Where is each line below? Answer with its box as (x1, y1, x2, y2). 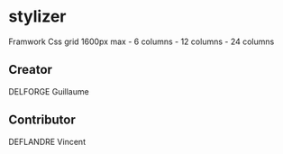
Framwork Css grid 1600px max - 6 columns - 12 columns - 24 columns (8, 36, 275, 47)
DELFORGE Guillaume (8, 86, 89, 96)
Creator (8, 62, 53, 77)
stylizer (8, 6, 67, 27)
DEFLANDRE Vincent (8, 136, 87, 147)
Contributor (8, 113, 76, 128)
